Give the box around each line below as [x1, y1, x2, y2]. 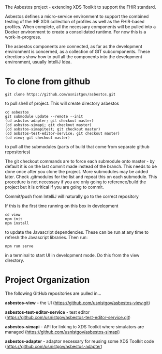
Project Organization [5, 274, 90, 286]
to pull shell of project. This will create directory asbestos [5, 100, 119, 106]
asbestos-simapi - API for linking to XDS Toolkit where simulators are [5, 323, 144, 329]
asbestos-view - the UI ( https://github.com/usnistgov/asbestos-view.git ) [5, 300, 150, 306]
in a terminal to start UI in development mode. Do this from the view [5, 252, 140, 258]
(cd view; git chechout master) [5, 135, 70, 140]
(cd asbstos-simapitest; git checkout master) [5, 127, 101, 131]
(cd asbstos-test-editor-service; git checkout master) [5, 131, 120, 136]
